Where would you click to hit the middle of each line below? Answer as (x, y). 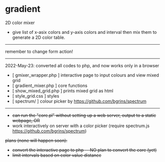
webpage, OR (26, 120)
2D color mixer (20, 23)
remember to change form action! (39, 51)
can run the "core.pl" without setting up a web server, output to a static (84, 115)
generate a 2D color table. (39, 37)
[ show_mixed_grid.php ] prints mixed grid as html (63, 91)
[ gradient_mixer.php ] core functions (50, 85)
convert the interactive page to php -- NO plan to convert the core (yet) (84, 150)
